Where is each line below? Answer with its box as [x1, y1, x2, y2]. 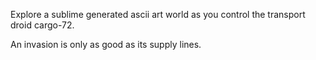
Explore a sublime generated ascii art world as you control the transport [10, 9, 306, 20]
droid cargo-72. [10, 19, 75, 31]
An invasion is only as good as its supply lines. [10, 39, 202, 50]
